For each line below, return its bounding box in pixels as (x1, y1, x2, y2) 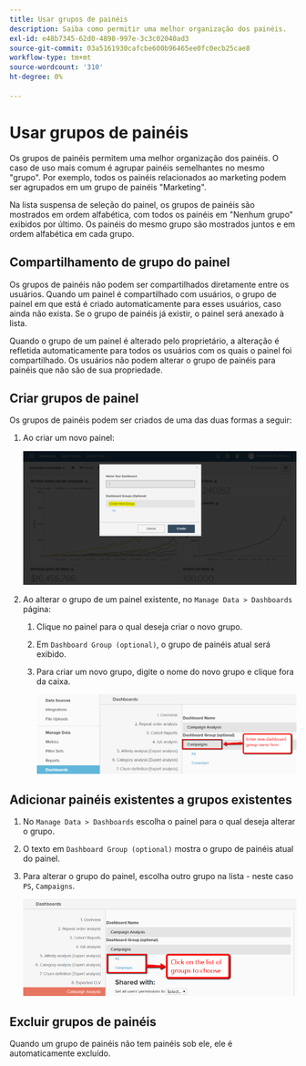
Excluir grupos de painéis (9, 1014, 157, 1030)
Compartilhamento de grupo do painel (9, 255, 230, 271)
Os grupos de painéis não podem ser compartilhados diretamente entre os (9, 279, 290, 290)
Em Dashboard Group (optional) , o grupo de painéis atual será (36, 639, 271, 650)
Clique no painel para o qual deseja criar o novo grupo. (36, 620, 243, 632)
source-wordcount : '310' (9, 63, 104, 72)
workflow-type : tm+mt (9, 53, 92, 63)
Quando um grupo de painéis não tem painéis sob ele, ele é (9, 1038, 233, 1049)
